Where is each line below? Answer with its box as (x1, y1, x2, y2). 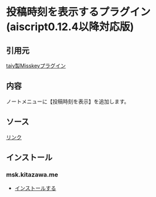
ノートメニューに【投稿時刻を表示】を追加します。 (6, 98, 130, 105)
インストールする (14, 185, 57, 192)
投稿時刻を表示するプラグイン (6, 5, 151, 19)
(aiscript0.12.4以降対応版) (6, 20, 134, 34)
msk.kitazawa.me (6, 170, 58, 179)
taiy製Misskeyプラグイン (6, 63, 66, 69)
